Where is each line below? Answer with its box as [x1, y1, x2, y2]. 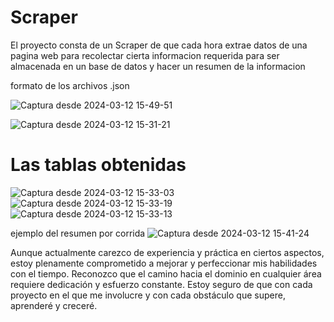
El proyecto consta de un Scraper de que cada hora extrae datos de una [10, 39, 308, 51]
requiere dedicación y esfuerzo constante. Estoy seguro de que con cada [10, 278, 313, 290]
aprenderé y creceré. [10, 299, 98, 311]
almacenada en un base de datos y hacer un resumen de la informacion [10, 60, 306, 72]
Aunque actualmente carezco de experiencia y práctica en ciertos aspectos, [10, 246, 325, 258]
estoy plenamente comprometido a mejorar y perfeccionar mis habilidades [10, 257, 318, 269]
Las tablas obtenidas [10, 154, 187, 176]
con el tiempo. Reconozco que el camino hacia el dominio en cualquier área [10, 267, 322, 280]
